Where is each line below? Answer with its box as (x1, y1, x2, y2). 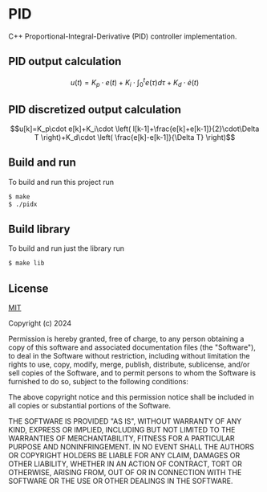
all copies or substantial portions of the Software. (8, 401, 171, 411)
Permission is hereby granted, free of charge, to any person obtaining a (8, 334, 245, 344)
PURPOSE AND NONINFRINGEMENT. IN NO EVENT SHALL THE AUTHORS (8, 442, 255, 452)
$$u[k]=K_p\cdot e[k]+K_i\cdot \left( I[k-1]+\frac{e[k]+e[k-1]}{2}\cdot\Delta (10, 124, 260, 133)
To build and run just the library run (8, 244, 124, 253)
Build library (8, 222, 71, 236)
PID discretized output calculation (8, 102, 182, 117)
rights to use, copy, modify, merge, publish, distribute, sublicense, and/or (8, 359, 250, 370)
